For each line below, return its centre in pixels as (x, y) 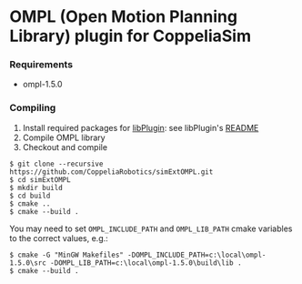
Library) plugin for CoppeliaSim (131, 36)
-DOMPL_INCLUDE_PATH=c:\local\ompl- (196, 255)
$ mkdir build (36, 188)
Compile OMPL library (64, 137)
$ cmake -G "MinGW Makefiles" (67, 255)
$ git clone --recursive (56, 164)
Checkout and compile (65, 147)
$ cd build (30, 196)
